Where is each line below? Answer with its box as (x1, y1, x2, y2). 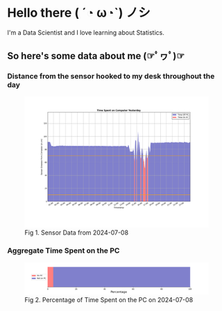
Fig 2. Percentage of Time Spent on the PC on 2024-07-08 (24, 295, 194, 304)
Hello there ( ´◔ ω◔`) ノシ (7, 5, 151, 21)
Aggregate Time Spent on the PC (7, 246, 120, 255)
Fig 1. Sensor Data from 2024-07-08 (24, 228, 129, 237)
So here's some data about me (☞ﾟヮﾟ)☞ (7, 50, 185, 62)
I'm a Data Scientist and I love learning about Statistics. (7, 28, 164, 37)
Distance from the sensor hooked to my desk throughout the (7, 72, 215, 81)
